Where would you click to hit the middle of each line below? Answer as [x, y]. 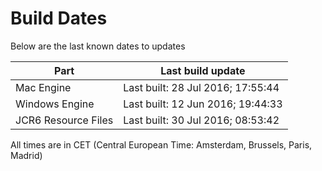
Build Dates [59, 18]
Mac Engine [43, 87]
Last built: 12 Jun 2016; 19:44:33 [203, 104]
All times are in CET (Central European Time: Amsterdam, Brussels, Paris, [161, 144]
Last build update [203, 70]
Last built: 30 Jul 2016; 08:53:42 [201, 120]
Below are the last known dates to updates [98, 46]
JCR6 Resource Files [64, 120]
